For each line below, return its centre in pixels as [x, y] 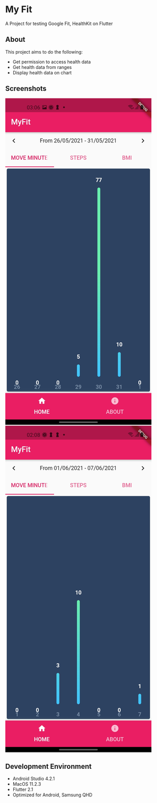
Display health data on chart [42, 72]
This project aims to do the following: [44, 52]
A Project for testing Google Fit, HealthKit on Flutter [59, 23]
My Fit [19, 9]
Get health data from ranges [42, 67]
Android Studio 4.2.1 [34, 779]
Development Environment [49, 766]
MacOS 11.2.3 [27, 784]
